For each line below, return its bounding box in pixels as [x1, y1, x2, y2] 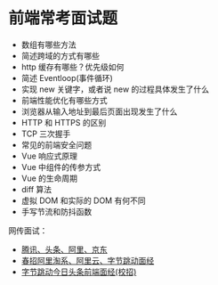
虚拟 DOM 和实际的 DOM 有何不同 [20, 195, 146, 206]
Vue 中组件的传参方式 [20, 161, 101, 172]
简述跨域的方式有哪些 [20, 50, 100, 61]
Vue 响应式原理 [20, 151, 77, 161]
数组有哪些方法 [20, 39, 77, 50]
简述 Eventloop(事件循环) [20, 72, 113, 83]
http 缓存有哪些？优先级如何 [20, 61, 125, 72]
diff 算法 [20, 183, 52, 194]
